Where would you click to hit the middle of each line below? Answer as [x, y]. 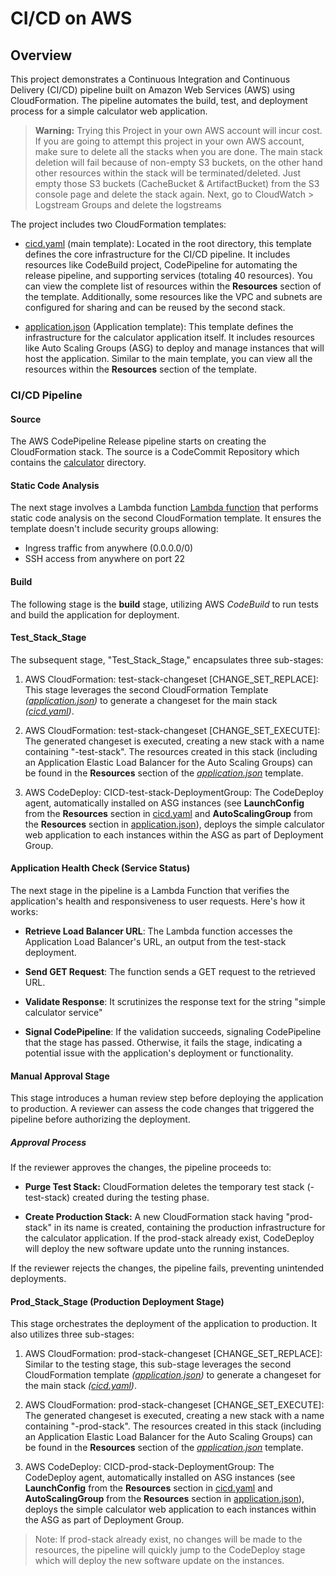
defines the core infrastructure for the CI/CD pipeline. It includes [157, 254]
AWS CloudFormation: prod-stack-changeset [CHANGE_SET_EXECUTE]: [174, 1405]
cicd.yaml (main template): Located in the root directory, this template [168, 243]
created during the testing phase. [141, 1198]
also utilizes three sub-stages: [72, 1334]
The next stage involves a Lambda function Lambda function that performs [164, 508]
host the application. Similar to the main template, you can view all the [168, 358]
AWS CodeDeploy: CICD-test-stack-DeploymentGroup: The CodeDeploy [174, 792]
